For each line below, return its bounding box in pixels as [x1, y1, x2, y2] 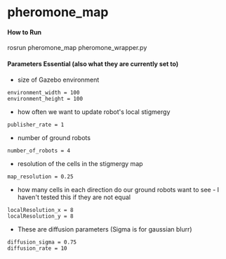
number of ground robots [17, 133, 91, 141]
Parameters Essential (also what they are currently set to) [7, 59, 179, 68]
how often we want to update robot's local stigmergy [17, 107, 171, 116]
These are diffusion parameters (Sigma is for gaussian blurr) [17, 225, 192, 233]
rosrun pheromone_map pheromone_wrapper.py [7, 44, 147, 52]
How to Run [7, 27, 42, 36]
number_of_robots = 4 [7, 147, 71, 154]
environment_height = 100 [7, 95, 83, 102]
